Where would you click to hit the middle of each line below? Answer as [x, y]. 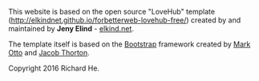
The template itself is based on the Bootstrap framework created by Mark [129, 44]
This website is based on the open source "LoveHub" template [111, 12]
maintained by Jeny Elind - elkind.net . [71, 28]
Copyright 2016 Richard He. [54, 68]
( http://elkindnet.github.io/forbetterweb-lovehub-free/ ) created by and [125, 20]
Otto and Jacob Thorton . [49, 53]
